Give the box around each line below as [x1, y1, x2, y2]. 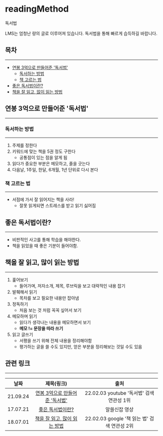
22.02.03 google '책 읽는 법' [84, 415, 148, 422]
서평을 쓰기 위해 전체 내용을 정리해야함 [19, 337, 92, 344]
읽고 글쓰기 [12, 331, 33, 337]
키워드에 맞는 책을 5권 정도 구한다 [12, 148, 76, 154]
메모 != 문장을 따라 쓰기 [19, 325, 64, 331]
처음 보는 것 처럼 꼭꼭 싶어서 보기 [19, 307, 81, 313]
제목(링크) [45, 380, 67, 387]
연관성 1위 [108, 397, 131, 403]
